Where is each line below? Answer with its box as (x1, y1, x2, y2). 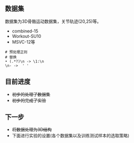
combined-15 (12, 28, 39, 34)
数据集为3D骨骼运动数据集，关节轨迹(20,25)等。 (5, 18, 101, 24)
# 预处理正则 (5, 49, 27, 54)
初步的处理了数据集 (12, 91, 51, 97)
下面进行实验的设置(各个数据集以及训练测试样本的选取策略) (12, 133, 130, 139)
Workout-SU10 (12, 33, 41, 39)
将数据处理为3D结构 (12, 127, 52, 132)
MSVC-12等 (12, 39, 35, 45)
